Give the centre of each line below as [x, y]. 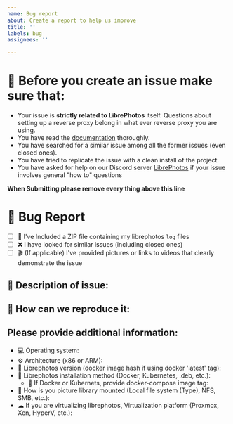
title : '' [22, 27]
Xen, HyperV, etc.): [45, 413]
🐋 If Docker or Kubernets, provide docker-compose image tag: [118, 383]
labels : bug [25, 33]
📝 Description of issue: [58, 285]
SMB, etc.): [34, 397]
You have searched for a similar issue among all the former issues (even [121, 146]
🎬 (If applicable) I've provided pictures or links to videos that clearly [116, 253]
